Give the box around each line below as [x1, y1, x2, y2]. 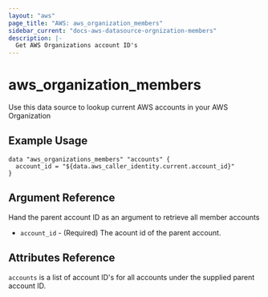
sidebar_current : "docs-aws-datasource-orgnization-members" [8, 26, 217, 34]
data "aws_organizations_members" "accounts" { [8, 155, 171, 163]
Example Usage [8, 134, 88, 148]
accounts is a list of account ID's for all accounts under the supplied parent [8, 272, 255, 282]
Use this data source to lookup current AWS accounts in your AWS [8, 102, 229, 112]
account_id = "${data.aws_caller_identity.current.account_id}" [15, 162, 235, 171]
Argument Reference [8, 191, 116, 205]
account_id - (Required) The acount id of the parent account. [19, 227, 221, 237]
